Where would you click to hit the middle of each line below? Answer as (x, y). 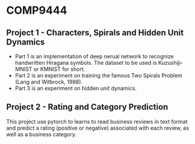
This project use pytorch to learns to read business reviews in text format (97, 121)
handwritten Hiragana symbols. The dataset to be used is (86, 63)
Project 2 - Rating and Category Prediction (87, 107)
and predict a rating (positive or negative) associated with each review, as (98, 128)
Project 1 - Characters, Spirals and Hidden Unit (95, 33)
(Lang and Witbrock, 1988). (49, 82)
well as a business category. (42, 134)
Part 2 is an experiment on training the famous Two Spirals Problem (98, 75)
